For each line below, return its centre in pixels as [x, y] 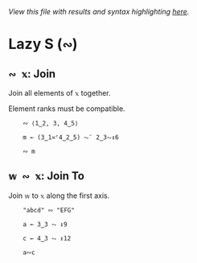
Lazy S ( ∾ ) [43, 44]
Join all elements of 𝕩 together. [60, 93]
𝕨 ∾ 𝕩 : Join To [46, 176]
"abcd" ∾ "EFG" [49, 210]
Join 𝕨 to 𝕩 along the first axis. [59, 195]
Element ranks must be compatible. [67, 109]
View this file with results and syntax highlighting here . [99, 12]
